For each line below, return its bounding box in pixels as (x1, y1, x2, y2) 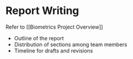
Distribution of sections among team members (14, 41, 128, 48)
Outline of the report (14, 34, 64, 41)
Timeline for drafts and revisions (14, 47, 93, 54)
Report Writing (5, 4, 79, 18)
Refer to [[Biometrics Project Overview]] (5, 23, 103, 30)
